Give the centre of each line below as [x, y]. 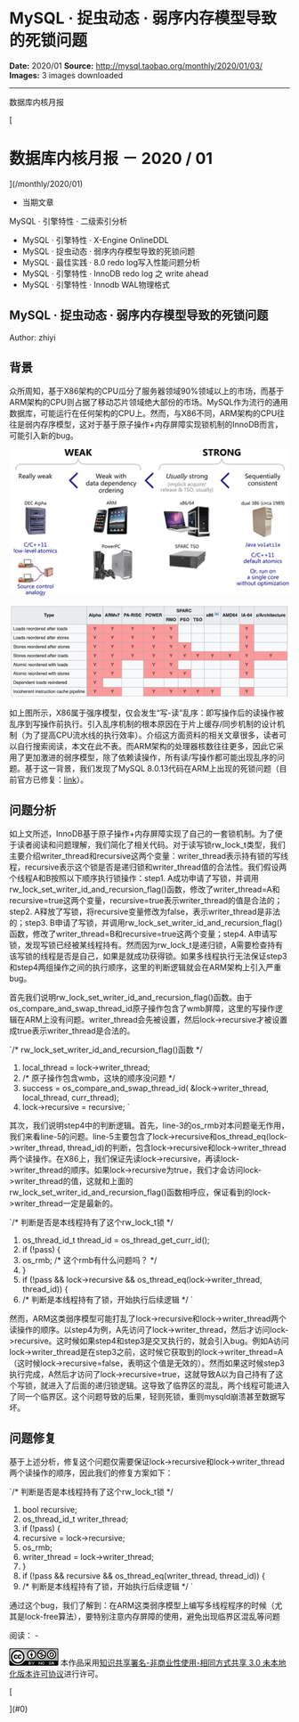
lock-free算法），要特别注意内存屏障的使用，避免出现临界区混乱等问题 [152, 1616]
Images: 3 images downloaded [66, 75]
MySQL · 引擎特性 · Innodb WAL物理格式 [96, 284]
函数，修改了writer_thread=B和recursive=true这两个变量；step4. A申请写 [143, 934]
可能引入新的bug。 [44, 435]
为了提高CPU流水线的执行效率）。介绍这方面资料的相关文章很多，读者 [152, 735]
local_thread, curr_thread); [71, 1098]
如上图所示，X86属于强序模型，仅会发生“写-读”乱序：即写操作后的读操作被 [147, 713]
